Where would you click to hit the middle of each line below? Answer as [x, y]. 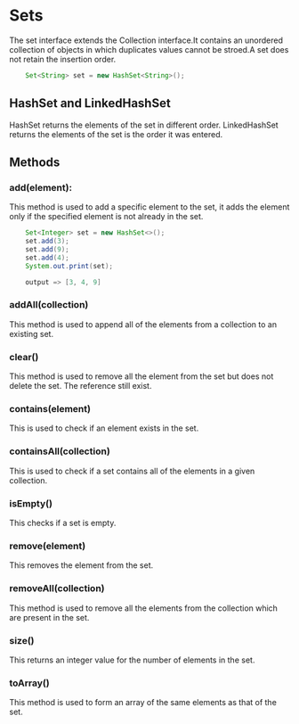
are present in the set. [49, 617]
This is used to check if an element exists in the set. [104, 428]
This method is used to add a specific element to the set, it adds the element [149, 207]
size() [22, 640]
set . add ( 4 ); [47, 258]
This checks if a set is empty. [63, 523]
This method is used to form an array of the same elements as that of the [143, 703]
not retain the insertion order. [63, 59]
